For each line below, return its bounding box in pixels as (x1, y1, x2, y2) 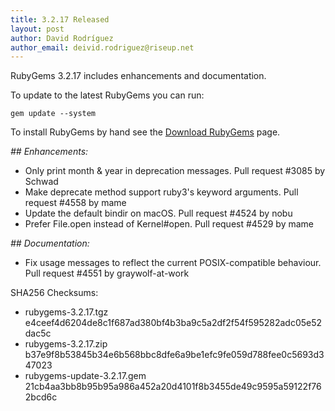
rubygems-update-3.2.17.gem (24, 370, 147, 382)
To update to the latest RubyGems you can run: (10, 89, 205, 101)
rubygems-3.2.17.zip (24, 338, 108, 350)
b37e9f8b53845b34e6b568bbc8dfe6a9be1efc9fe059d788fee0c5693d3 (24, 349, 325, 361)
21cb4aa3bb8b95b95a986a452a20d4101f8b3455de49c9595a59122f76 (24, 381, 322, 393)
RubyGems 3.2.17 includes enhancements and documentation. (10, 70, 267, 82)
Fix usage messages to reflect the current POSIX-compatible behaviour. (24, 257, 322, 269)
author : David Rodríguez (10, 33, 114, 43)
